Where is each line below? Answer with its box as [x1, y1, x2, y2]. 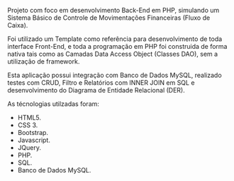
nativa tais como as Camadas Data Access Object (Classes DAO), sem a [7, 49, 218, 58]
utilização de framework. [7, 57, 80, 66]
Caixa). [7, 21, 28, 29]
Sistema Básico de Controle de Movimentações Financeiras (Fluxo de [7, 13, 211, 22]
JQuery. [17, 144, 41, 151]
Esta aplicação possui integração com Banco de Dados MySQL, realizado [7, 71, 222, 79]
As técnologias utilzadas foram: [7, 100, 99, 108]
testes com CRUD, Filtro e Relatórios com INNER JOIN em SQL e [7, 78, 195, 87]
